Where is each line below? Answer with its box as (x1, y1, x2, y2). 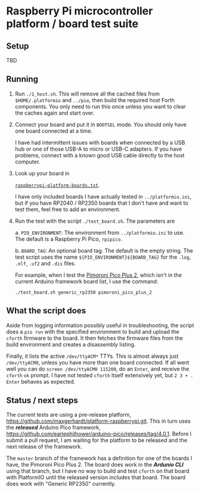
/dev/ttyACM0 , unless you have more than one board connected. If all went (6, 358, 190, 366)
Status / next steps (6, 395, 78, 406)
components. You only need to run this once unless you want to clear (14, 103, 186, 110)
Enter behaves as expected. (6, 378, 76, 385)
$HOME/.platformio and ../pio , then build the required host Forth (14, 96, 175, 103)
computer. (14, 158, 41, 165)
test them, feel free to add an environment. (14, 205, 121, 213)
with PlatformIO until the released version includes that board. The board (6, 474, 186, 481)
